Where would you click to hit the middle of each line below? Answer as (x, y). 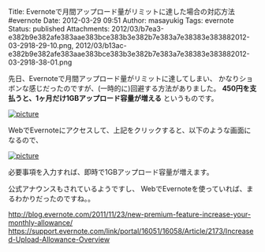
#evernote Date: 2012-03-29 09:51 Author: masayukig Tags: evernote (121, 20)
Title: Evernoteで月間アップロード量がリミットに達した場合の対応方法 (121, 11)
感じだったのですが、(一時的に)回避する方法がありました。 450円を (139, 88)
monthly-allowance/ (41, 222)
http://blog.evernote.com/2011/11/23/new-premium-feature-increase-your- (129, 214)
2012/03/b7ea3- (138, 29)
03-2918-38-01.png (40, 62)
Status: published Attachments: (59, 29)
